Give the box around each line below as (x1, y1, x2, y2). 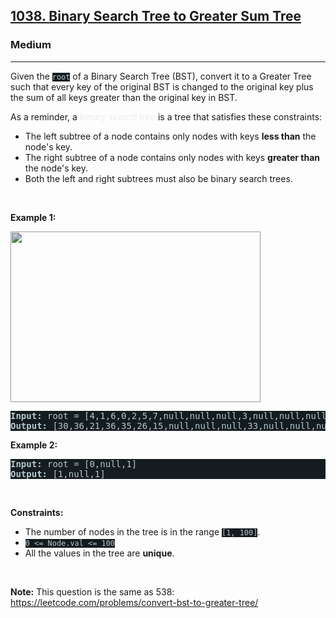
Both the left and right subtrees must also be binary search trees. (24, 172, 293, 184)
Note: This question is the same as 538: (10, 585, 175, 598)
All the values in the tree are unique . (24, 547, 175, 559)
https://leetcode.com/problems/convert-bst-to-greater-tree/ (10, 596, 259, 608)
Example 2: (10, 439, 58, 451)
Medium (10, 38, 52, 52)
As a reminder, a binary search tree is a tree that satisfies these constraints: (10, 110, 323, 123)
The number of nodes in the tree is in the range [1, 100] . (24, 525, 261, 538)
